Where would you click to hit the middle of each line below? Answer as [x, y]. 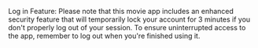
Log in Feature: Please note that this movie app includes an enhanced [121, 11]
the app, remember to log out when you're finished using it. [104, 36]
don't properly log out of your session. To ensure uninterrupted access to [127, 27]
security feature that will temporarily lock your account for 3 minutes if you [129, 19]
